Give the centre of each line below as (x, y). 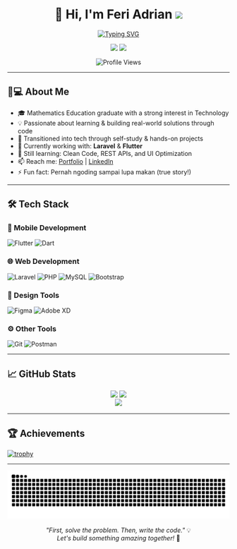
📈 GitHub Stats (42, 374)
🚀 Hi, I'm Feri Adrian (114, 14)
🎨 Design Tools (34, 295)
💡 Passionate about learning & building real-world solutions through (116, 123)
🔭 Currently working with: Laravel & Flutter (80, 146)
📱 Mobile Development (47, 228)
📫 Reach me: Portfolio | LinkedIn (65, 161)
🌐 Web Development (43, 262)
